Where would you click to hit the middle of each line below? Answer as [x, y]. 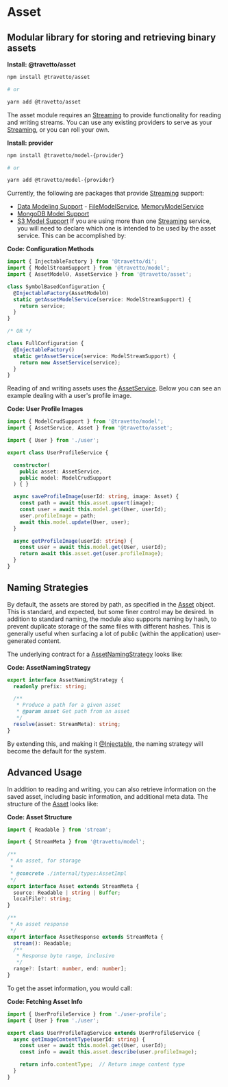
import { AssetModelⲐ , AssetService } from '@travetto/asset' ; [100, 274]
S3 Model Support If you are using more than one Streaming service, [114, 221]
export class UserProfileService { [58, 453]
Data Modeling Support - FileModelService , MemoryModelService [110, 207]
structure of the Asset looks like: [53, 804]
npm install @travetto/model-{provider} [66, 155]
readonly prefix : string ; [50, 686]
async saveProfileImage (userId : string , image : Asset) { [96, 497]
